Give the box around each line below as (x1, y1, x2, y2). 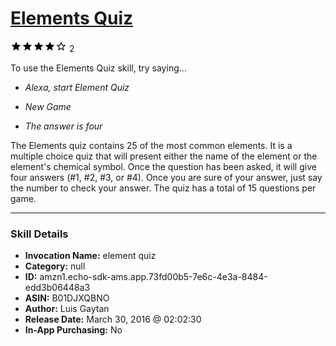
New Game (24, 100, 72, 112)
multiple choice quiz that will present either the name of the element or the (10, 150, 318, 162)
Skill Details (10, 227, 69, 241)
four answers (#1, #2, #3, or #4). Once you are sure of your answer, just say (10, 171, 323, 183)
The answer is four (24, 120, 103, 132)
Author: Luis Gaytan (24, 303, 110, 315)
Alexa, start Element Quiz (24, 81, 130, 93)
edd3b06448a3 (24, 282, 91, 294)
